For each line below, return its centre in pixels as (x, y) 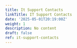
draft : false (19, 33)
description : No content (31, 28)
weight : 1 (15, 24)
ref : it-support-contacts (32, 38)
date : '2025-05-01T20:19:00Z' (37, 19)
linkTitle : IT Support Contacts (38, 14)
